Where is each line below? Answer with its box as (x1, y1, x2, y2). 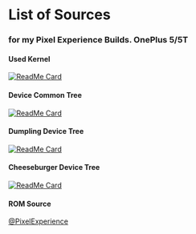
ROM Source (8, 199, 51, 208)
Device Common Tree (8, 90, 82, 99)
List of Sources (8, 6, 111, 24)
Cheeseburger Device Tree (8, 163, 100, 172)
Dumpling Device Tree (8, 127, 84, 136)
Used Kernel (8, 54, 51, 63)
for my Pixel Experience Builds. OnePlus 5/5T (8, 34, 189, 46)
